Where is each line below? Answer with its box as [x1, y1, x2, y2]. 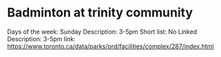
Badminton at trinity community [7, 5, 193, 21]
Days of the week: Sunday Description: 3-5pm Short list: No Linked [7, 27, 198, 36]
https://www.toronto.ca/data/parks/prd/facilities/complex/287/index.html [7, 42, 214, 50]
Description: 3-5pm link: [7, 34, 76, 43]
